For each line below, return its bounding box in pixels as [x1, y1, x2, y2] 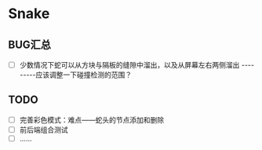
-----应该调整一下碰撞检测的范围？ [19, 70, 132, 79]
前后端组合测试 [19, 125, 68, 134]
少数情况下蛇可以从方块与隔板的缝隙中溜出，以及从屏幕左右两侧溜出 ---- [19, 60, 255, 69]
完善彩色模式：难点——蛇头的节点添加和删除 [19, 115, 165, 124]
